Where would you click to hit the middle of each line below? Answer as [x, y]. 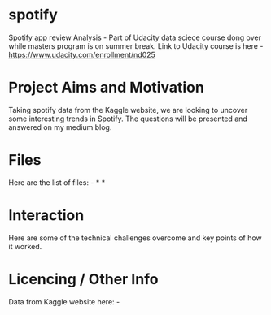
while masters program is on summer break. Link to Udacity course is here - [136, 45]
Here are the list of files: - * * [57, 182]
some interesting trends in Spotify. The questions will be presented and [128, 119]
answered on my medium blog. [60, 127]
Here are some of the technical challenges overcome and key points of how [135, 238]
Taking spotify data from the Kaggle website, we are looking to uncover [128, 110]
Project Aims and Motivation [107, 88]
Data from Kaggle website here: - [64, 301]
